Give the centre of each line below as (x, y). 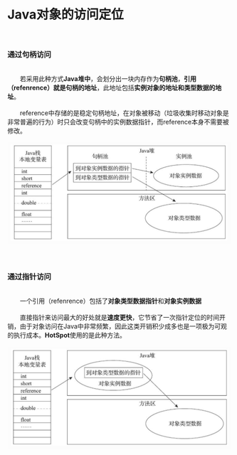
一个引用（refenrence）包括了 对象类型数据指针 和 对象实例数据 (111, 301)
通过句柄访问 (30, 54)
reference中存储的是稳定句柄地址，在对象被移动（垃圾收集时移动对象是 (125, 113)
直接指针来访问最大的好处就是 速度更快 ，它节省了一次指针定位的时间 (120, 318)
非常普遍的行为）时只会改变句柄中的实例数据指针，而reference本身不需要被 (118, 122)
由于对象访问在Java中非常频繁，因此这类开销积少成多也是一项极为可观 (123, 326)
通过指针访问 (30, 277)
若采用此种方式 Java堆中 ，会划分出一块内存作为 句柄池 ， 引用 (109, 79)
